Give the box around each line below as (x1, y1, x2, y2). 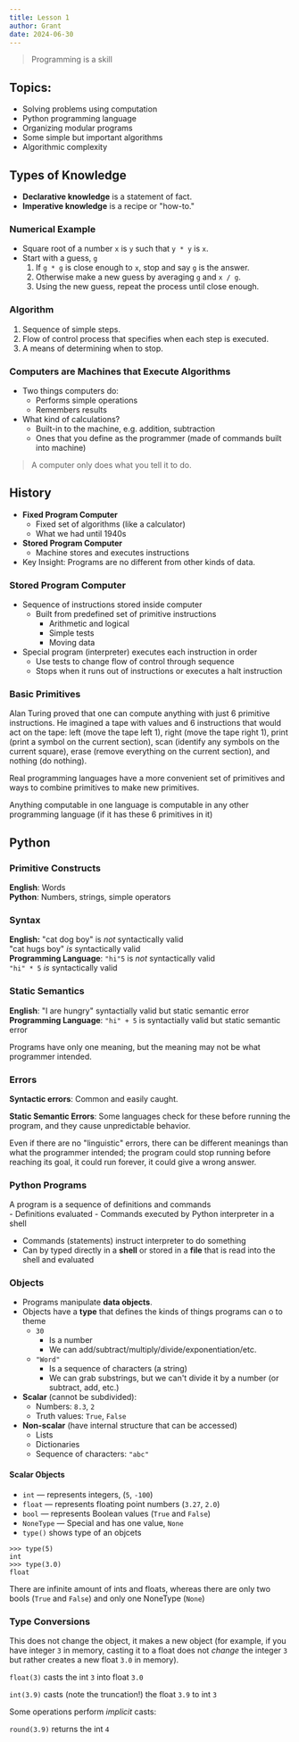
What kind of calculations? (21, 413, 120, 424)
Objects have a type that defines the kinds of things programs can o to (21, 1306, 283, 1317)
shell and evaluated (21, 1254, 95, 1265)
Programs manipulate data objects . (21, 1296, 154, 1308)
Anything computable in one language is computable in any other (9, 800, 250, 811)
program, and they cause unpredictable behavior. (9, 1120, 191, 1130)
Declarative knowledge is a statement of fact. (21, 191, 193, 202)
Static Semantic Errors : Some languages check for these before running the (9, 1111, 291, 1121)
